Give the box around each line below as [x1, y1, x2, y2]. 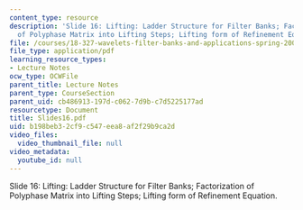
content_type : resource [9, 13, 99, 23]
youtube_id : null [17, 155, 83, 165]
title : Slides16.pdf [9, 114, 87, 123]
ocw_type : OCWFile [9, 72, 78, 81]
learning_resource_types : [9, 55, 106, 64]
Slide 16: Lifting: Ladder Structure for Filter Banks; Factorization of [9, 180, 255, 191]
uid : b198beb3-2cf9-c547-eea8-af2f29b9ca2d [9, 123, 176, 132]
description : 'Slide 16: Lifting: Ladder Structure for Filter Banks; [9, 22, 280, 31]
